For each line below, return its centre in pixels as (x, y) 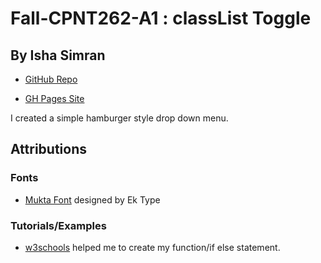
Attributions (49, 149)
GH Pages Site (54, 98)
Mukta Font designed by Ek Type (92, 199)
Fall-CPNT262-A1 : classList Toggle (161, 18)
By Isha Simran (58, 55)
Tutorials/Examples (58, 225)
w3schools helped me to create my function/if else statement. (152, 247)
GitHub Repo (51, 79)
